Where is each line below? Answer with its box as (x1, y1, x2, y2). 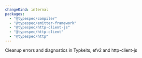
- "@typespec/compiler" (9, 16, 57, 21)
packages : (5, 12, 25, 16)
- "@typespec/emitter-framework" (9, 20, 77, 26)
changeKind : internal (5, 7, 49, 12)
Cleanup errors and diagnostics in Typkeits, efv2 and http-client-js (5, 47, 138, 53)
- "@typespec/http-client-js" (9, 25, 70, 30)
